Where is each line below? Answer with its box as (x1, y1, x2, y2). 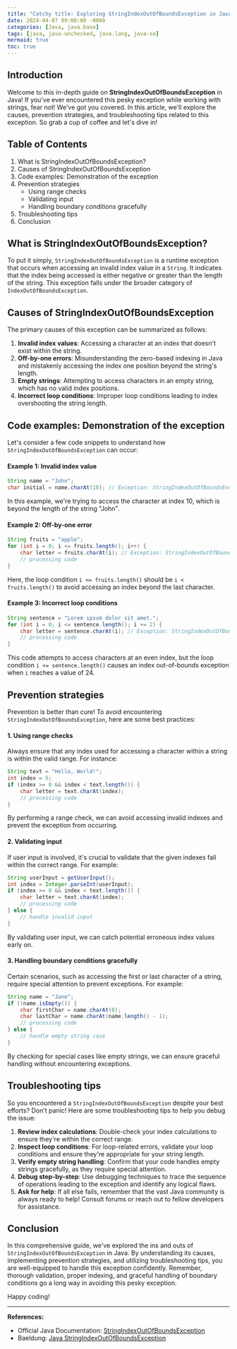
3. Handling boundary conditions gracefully (7, 957, 138, 965)
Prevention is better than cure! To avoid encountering (7, 707, 162, 716)
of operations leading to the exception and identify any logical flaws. (17, 1180, 217, 1188)
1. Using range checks (7, 731, 73, 739)
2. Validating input (7, 837, 62, 846)
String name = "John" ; (7, 478, 74, 485)
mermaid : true (7, 37, 49, 44)
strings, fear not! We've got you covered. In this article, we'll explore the (7, 103, 217, 111)
